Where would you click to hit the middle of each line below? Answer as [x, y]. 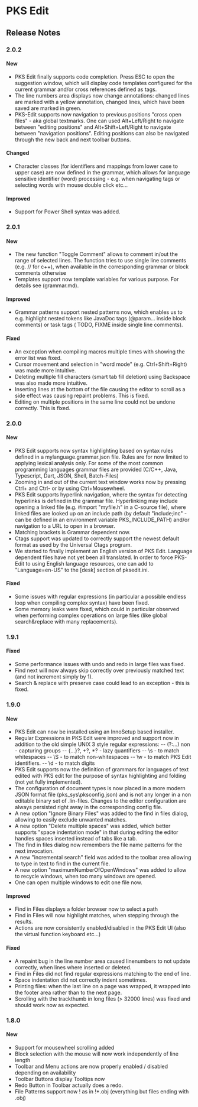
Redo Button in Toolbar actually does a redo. [69, 1085]
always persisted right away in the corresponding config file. [88, 807]
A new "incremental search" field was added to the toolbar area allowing [103, 858]
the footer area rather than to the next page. [68, 992]
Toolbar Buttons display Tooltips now [60, 1079]
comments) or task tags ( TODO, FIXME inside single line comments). [99, 325]
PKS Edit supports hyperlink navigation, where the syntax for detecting [101, 494]
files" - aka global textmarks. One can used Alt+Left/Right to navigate [99, 121]
